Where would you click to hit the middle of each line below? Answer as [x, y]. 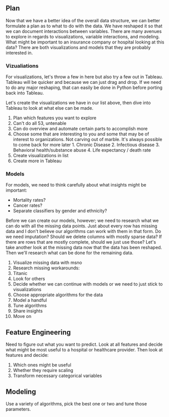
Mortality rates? [29, 200]
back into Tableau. [25, 93]
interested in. [19, 53]
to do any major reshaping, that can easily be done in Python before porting [84, 87]
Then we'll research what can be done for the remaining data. [70, 253]
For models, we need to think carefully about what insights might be [76, 185]
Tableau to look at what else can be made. [50, 108]
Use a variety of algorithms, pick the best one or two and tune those [76, 404]
